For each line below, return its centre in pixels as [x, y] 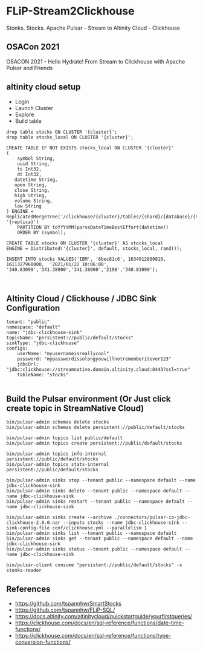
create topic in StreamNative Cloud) [75, 408]
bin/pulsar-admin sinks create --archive [59, 518]
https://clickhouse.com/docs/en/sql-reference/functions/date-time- [99, 623]
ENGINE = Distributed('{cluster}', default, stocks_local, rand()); [94, 248]
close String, [32, 190]
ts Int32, [30, 169]
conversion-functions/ [43, 642]
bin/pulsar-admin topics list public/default [64, 438]
